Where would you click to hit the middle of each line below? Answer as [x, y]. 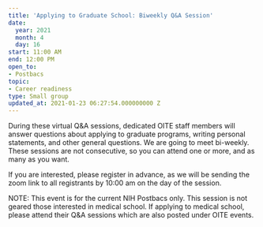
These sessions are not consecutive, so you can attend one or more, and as [131, 151]
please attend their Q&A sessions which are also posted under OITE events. [131, 215]
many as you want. [39, 159]
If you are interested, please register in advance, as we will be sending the [129, 175]
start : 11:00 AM [35, 52]
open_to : [23, 67]
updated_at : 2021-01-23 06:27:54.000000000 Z [84, 103]
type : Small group [38, 96]
